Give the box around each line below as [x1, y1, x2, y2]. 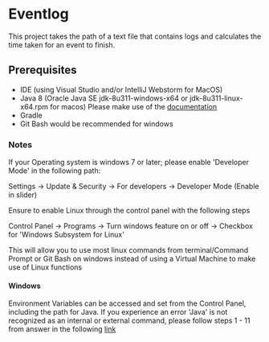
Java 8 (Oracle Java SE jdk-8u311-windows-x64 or [19, 93, 189, 103]
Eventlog [8, 5, 70, 23]
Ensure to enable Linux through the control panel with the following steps [8, 206, 251, 216]
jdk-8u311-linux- [190, 93, 243, 103]
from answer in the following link [8, 324, 116, 334]
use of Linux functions [8, 262, 83, 272]
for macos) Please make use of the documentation [49, 101, 218, 111]
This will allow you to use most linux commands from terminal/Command [8, 245, 249, 255]
